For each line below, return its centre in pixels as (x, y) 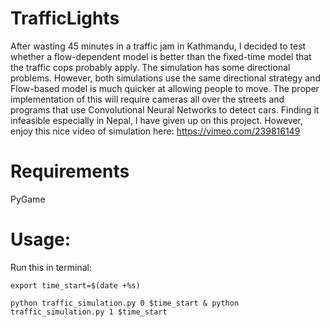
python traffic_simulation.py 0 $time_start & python (125, 303)
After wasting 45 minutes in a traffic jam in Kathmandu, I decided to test (158, 46)
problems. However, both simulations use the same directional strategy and (165, 78)
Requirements (70, 171)
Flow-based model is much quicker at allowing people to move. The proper (165, 88)
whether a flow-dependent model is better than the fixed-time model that (161, 56)
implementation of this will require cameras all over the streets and (147, 99)
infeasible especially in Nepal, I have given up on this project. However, (157, 120)
